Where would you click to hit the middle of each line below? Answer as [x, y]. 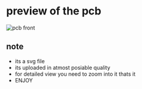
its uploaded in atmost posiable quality [63, 67]
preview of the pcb [54, 11]
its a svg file [30, 61]
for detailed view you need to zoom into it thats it [75, 74]
